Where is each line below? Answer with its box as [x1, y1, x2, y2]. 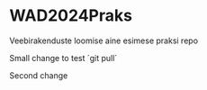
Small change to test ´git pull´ [9, 52, 118, 63]
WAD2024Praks [9, 5, 133, 26]
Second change [9, 69, 68, 81]
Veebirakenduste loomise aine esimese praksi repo [9, 35, 199, 46]
